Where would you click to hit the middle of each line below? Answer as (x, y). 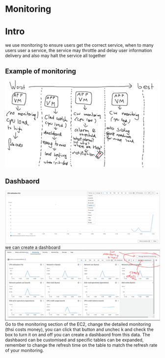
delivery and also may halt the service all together (55, 56)
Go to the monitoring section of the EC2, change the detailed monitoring (78, 324)
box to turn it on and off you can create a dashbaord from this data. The (78, 334)
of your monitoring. (25, 350)
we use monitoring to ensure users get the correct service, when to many (79, 45)
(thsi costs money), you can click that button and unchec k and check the (79, 329)
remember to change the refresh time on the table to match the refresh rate (81, 345)
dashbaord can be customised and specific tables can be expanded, (74, 340)
